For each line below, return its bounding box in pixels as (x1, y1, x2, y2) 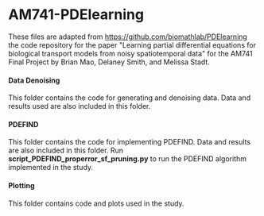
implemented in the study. (8, 163, 94, 172)
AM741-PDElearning (8, 6, 145, 24)
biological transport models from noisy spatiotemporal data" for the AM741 (8, 48, 253, 58)
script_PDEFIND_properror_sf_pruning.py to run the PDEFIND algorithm (8, 154, 247, 164)
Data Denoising (8, 75, 60, 85)
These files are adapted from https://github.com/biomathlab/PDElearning (8, 32, 248, 41)
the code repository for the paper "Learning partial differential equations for (8, 40, 257, 49)
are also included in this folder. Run (8, 145, 123, 156)
